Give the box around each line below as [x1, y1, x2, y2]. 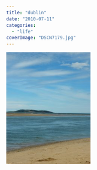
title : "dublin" [6, 10, 47, 16]
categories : [6, 22, 36, 28]
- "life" [11, 29, 34, 35]
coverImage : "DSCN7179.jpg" [6, 35, 77, 41]
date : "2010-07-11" [6, 16, 55, 22]
